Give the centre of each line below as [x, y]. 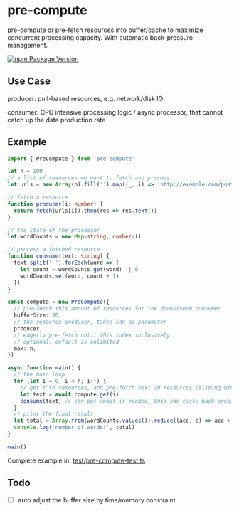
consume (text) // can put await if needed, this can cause [110, 401]
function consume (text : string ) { [59, 256]
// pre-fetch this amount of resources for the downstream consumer [117, 309]
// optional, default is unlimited [67, 342]
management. [28, 45]
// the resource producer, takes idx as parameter [90, 322]
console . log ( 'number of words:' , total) [74, 428]
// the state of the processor [54, 230]
